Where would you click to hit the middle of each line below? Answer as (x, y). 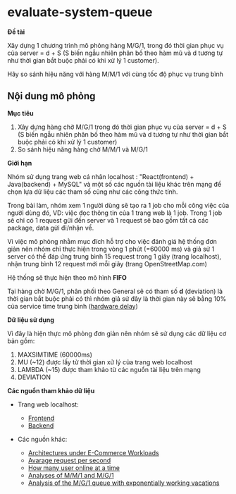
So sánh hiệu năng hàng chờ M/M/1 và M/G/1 (82, 149)
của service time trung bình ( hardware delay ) (73, 306)
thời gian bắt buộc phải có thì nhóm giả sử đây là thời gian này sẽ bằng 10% (117, 298)
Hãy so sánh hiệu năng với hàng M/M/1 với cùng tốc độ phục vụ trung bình (116, 74)
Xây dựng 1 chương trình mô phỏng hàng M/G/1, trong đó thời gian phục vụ (116, 45)
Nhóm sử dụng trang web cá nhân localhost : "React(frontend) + (101, 176)
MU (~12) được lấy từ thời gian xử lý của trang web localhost (105, 362)
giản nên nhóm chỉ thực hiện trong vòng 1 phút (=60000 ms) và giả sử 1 (111, 249)
